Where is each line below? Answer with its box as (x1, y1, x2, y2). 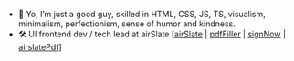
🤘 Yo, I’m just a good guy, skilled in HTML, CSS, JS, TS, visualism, (17, 9, 267, 19)
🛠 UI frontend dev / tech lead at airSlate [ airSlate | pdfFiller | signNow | (17, 28, 286, 39)
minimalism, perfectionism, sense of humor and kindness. (17, 18, 236, 29)
